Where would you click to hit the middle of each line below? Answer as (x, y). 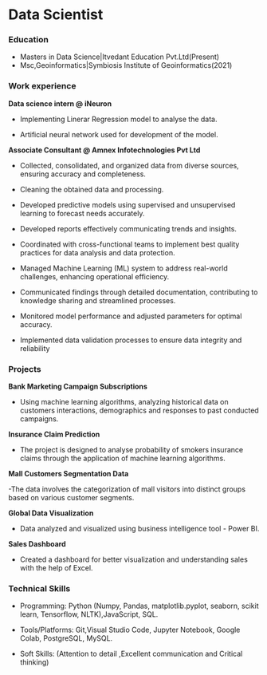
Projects (25, 369)
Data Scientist (56, 15)
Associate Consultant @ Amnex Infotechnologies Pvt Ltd (104, 150)
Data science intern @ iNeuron (60, 103)
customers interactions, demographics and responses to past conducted (139, 411)
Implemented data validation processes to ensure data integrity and (131, 340)
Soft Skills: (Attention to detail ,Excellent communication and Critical (131, 654)
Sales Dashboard (37, 544)
